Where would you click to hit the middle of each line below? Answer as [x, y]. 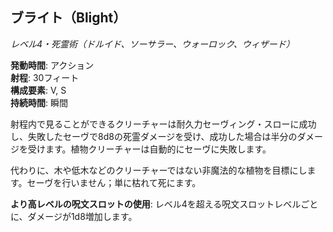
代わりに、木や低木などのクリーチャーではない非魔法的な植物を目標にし [159, 170]
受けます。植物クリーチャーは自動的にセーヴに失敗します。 [149, 149]
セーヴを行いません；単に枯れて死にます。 [114, 182]
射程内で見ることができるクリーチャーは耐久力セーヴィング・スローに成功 [163, 124]
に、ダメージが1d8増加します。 [74, 216]
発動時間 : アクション [52, 65]
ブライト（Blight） [68, 18]
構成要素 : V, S [38, 90]
